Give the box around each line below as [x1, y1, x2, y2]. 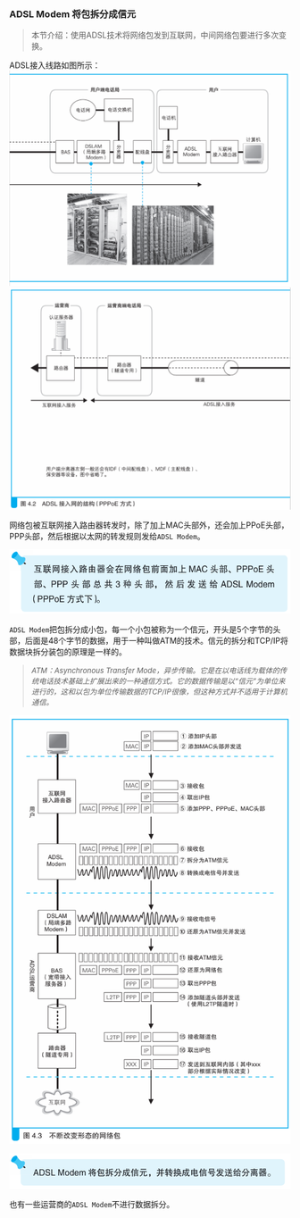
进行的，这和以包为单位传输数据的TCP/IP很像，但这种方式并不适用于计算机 [30, 686, 288, 697]
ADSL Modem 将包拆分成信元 [9, 7, 137, 20]
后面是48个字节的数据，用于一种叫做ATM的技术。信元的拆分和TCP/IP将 [24, 635, 288, 646]
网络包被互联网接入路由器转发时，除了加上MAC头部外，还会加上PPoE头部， [9, 520, 289, 530]
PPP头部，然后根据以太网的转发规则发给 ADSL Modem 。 [9, 531, 205, 542]
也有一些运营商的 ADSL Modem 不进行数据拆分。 [9, 1198, 175, 1209]
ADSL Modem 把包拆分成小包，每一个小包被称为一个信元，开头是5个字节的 [9, 623, 273, 635]
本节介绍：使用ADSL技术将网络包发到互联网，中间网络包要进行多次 [30, 29, 279, 41]
